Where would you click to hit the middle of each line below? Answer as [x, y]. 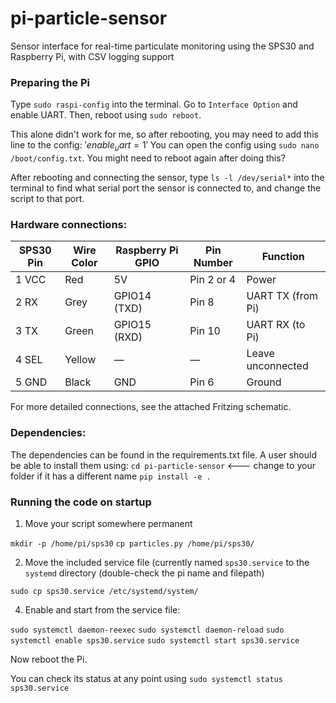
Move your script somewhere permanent [108, 523]
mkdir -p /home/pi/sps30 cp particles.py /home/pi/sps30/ [132, 543]
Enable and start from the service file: [102, 609]
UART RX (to [276, 325]
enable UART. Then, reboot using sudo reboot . [106, 115]
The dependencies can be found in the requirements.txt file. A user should [163, 454]
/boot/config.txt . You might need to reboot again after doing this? [148, 158]
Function [283, 257]
